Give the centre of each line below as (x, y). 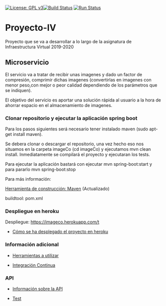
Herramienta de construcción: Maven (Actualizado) (57, 189)
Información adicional (32, 245)
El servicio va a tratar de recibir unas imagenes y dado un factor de (74, 74)
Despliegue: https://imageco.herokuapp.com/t (52, 222)
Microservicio (27, 62)
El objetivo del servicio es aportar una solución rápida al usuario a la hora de (83, 100)
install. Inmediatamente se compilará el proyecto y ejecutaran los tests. (78, 155)
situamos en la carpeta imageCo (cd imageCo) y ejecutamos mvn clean (78, 149)
